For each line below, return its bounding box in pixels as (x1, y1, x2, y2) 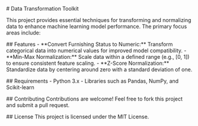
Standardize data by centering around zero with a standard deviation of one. (6, 66, 193, 73)
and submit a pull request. (6, 102, 70, 109)
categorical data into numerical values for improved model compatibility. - (6, 47, 187, 54)
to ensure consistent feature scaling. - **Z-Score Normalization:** (6, 59, 170, 67)
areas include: (6, 29, 41, 36)
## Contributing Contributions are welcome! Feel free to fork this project (6, 95, 183, 102)
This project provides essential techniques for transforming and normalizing (6, 17, 191, 23)
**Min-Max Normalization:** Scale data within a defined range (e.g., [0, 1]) (6, 53, 190, 60)
